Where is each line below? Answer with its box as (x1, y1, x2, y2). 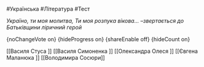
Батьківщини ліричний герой (6, 24, 82, 31)
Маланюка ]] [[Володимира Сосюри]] (6, 54, 106, 61)
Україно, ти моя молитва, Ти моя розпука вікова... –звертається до (6, 17, 184, 24)
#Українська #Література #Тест (6, 6, 90, 12)
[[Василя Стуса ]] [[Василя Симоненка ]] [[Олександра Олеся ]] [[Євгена (6, 47, 198, 55)
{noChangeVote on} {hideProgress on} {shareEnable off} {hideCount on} (6, 36, 190, 42)
